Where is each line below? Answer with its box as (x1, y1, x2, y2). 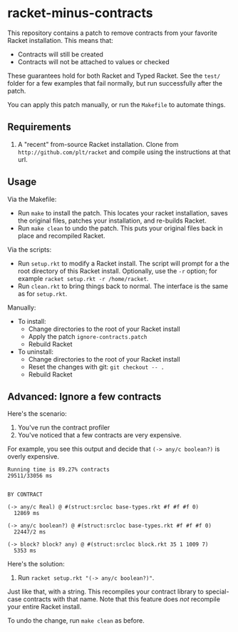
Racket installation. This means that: (7, 36, 114, 44)
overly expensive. (7, 452, 59, 461)
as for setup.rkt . (17, 289, 68, 297)
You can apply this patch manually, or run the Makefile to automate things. (7, 100, 226, 108)
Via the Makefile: (7, 195, 57, 203)
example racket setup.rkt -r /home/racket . (17, 274, 149, 282)
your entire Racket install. (7, 603, 82, 611)
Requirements (7, 121, 71, 133)
